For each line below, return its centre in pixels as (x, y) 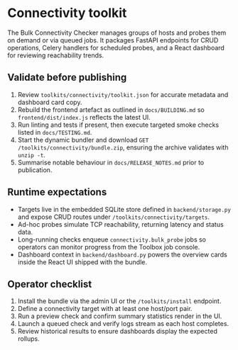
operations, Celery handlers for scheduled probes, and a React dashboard (116, 47)
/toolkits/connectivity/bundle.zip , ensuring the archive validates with (123, 147)
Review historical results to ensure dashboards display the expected (118, 332)
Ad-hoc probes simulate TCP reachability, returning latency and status (120, 224)
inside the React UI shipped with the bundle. (82, 262)
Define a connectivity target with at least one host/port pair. (105, 309)
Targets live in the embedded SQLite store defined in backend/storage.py (124, 209)
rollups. (29, 339)
